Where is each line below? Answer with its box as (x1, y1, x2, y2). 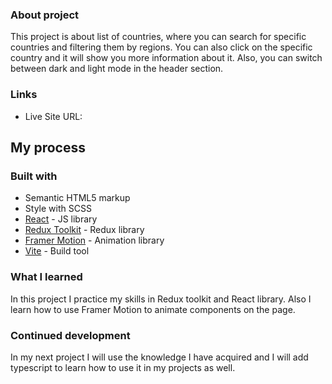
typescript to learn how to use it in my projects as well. (10, 361, 236, 373)
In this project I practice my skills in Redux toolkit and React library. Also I (10, 293, 312, 305)
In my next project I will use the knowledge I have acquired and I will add (10, 351, 309, 363)
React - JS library (24, 213, 98, 225)
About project (10, 8, 80, 22)
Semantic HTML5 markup (24, 192, 131, 204)
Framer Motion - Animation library (24, 234, 165, 247)
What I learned (10, 270, 83, 284)
